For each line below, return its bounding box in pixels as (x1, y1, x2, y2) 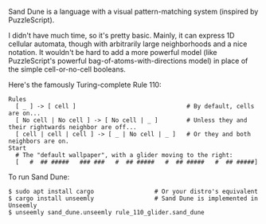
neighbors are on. (8, 137, 69, 145)
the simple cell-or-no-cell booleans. (8, 65, 126, 74)
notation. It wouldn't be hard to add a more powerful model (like (8, 48, 217, 57)
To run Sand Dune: (8, 172, 70, 182)
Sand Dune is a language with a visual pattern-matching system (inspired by (8, 7, 259, 16)
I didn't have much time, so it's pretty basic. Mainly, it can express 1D (8, 31, 235, 40)
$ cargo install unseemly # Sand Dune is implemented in (8, 195, 259, 202)
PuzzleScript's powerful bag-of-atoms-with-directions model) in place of (8, 56, 248, 65)
